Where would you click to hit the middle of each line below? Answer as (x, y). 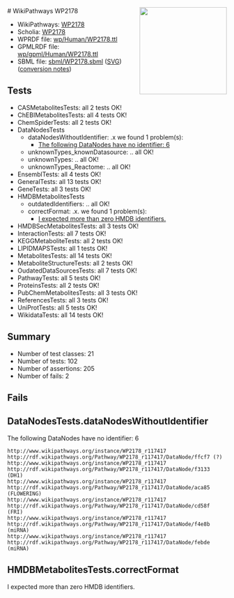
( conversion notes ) (44, 69)
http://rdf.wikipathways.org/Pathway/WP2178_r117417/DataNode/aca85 (109, 487)
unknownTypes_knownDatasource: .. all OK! (91, 152)
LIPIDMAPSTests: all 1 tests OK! (62, 248)
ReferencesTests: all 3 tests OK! (63, 300)
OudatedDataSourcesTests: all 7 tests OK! (77, 270)
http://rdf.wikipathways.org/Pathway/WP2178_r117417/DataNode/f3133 (109, 469)
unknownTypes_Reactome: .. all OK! (79, 167)
